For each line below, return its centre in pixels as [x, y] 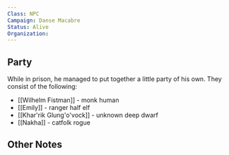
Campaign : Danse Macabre [44, 20]
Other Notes [35, 145]
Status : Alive [28, 27]
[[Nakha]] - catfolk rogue [54, 123]
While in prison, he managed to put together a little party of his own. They [115, 79]
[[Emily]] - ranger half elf [54, 108]
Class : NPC [23, 14]
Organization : [28, 33]
